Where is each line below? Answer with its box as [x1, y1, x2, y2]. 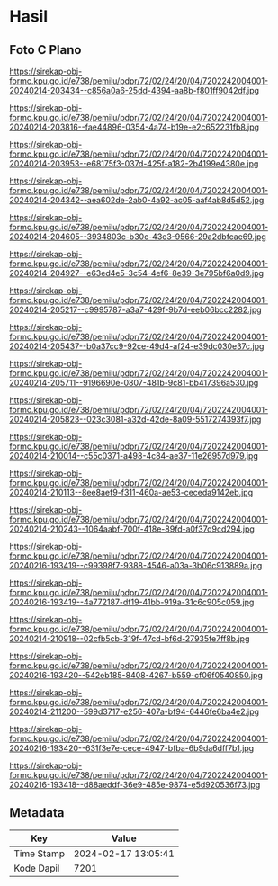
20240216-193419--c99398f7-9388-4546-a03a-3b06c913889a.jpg [9, 560, 263, 570]
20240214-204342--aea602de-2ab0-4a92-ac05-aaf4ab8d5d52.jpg [9, 195, 265, 205]
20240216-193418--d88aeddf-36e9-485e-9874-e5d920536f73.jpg [9, 780, 261, 790]
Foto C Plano [9, 42, 82, 58]
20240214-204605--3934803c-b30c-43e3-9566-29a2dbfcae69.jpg [9, 231, 267, 242]
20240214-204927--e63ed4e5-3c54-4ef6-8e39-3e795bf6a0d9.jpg [9, 268, 264, 278]
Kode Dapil [13, 862, 60, 874]
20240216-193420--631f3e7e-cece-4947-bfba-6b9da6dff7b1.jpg [9, 743, 255, 753]
